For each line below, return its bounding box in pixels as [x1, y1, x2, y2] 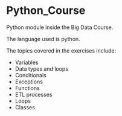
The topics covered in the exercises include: [6, 47, 117, 54]
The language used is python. [6, 35, 80, 42]
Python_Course [6, 4, 86, 18]
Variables [14, 59, 39, 66]
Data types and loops [14, 65, 68, 72]
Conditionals [14, 71, 47, 79]
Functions [14, 84, 40, 91]
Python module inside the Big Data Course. [6, 24, 114, 31]
